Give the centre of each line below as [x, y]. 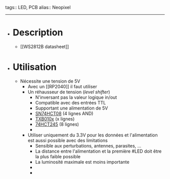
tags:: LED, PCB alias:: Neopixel [38, 7]
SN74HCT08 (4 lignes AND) [64, 113]
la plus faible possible [58, 156]
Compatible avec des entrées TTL [71, 102]
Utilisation [34, 67]
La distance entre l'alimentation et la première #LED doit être [98, 151]
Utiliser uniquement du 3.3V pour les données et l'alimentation [93, 135]
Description [38, 33]
